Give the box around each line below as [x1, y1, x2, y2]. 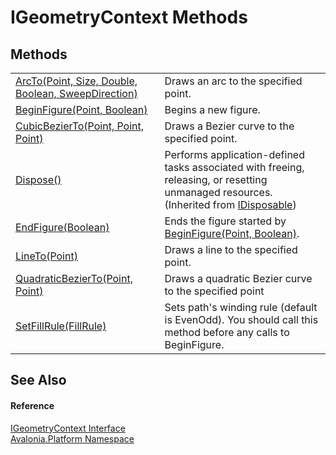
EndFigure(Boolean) [15, 221, 110, 234]
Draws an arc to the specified [164, 74, 303, 88]
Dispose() [15, 173, 62, 186]
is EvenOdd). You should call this [164, 313, 319, 326]
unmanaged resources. [164, 186, 273, 199]
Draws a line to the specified [164, 243, 298, 256]
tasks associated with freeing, [164, 161, 305, 174]
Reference [10, 399, 55, 411]
